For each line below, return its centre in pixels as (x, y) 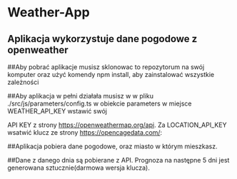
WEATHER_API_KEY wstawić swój (57, 111)
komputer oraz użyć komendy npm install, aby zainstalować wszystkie (111, 75)
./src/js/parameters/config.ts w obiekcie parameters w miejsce (100, 103)
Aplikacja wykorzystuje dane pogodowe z (102, 39)
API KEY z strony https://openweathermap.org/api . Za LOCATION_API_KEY (117, 125)
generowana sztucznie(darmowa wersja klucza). (79, 168)
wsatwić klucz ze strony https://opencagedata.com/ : (85, 132)
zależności (23, 82)
